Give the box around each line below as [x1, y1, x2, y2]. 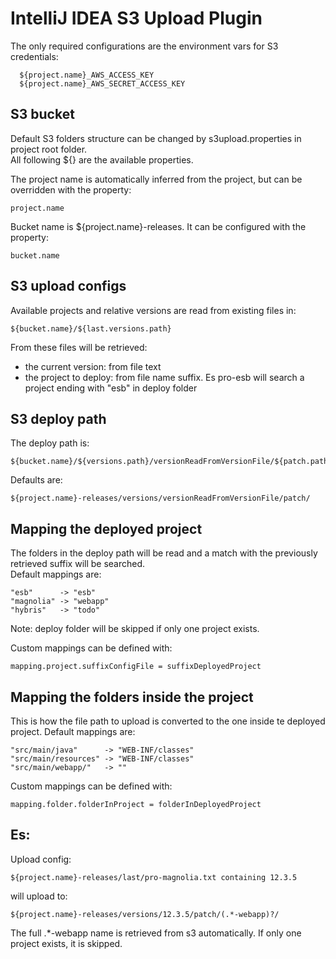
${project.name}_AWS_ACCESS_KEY [19, 70, 155, 80]
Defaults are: [10, 474, 63, 486]
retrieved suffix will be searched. [10, 558, 146, 570]
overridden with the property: [10, 183, 132, 196]
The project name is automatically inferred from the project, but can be [10, 173, 303, 185]
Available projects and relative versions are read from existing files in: [10, 304, 297, 316]
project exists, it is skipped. [10, 937, 123, 949]
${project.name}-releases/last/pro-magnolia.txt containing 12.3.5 [10, 872, 298, 882]
